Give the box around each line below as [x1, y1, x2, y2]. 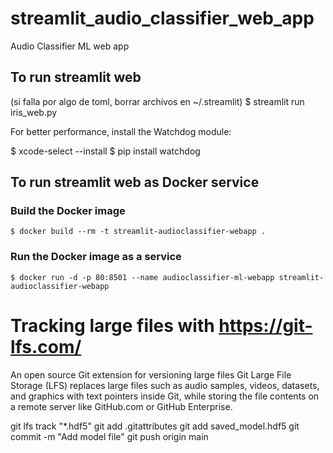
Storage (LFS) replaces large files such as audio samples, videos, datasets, [10, 379, 320, 391]
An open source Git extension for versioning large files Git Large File [10, 368, 292, 381]
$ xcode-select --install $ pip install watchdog [10, 145, 201, 157]
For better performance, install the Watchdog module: [10, 125, 232, 137]
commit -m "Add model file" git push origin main [10, 430, 209, 442]
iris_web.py [10, 106, 58, 118]
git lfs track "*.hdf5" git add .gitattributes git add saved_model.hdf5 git [10, 420, 300, 432]
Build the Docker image [10, 204, 126, 218]
